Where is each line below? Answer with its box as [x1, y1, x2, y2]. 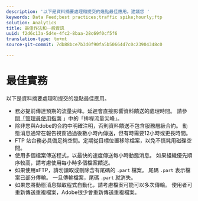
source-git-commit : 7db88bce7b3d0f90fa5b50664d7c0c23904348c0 [6, 42, 163, 48]
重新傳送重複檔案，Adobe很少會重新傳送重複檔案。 [14, 189, 140, 196]
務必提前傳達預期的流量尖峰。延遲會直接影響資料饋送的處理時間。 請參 [14, 107, 187, 114]
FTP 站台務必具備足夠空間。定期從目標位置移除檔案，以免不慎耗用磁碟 [14, 137, 187, 144]
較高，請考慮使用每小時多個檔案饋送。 [20, 159, 113, 166]
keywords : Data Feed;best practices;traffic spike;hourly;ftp [6, 14, 163, 20]
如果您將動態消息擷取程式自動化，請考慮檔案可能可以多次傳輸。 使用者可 [14, 181, 193, 188]
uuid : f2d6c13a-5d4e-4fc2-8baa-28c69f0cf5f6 [6, 31, 118, 37]
